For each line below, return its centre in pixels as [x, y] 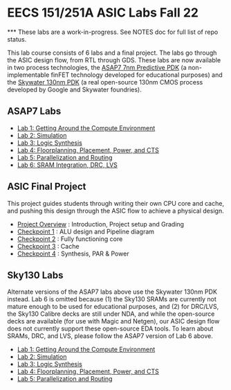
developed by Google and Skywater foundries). [74, 89]
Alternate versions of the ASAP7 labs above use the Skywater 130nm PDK [112, 292]
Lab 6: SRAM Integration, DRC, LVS [67, 165]
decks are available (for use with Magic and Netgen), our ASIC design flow [113, 321]
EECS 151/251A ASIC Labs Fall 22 [103, 13]
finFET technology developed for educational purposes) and [137, 75]
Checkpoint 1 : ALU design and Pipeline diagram [85, 231]
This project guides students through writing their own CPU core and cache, [116, 203]
